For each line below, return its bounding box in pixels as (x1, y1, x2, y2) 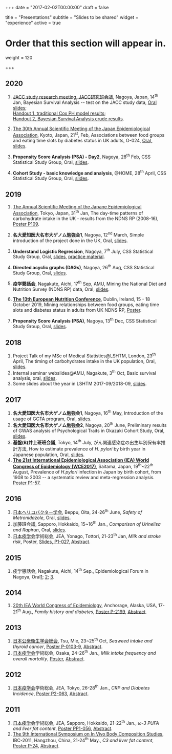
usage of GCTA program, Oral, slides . (12, 416, 92, 422)
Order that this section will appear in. (5, 38, 166, 49)
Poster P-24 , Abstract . (12, 743, 60, 749)
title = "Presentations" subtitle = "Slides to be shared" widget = (5, 14, 139, 20)
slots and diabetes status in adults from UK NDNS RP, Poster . (12, 307, 142, 313)
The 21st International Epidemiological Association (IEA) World (12, 457, 149, 463)
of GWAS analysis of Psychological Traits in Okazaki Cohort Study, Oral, (12, 427, 165, 434)
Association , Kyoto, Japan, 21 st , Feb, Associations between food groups (12, 131, 165, 138)
